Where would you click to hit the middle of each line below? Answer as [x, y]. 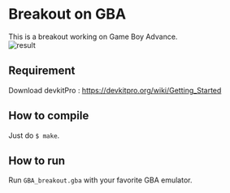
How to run [37, 160]
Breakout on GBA [67, 14]
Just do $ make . [34, 135]
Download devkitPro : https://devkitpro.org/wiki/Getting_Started [115, 90]
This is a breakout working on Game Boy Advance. [93, 36]
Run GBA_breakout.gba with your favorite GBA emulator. [100, 180]
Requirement [42, 71]
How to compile [49, 116]
